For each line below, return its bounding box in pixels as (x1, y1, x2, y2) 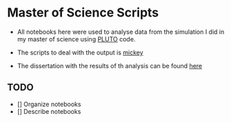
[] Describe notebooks (17, 107, 81, 115)
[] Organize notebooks (17, 100, 81, 108)
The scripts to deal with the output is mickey (17, 48, 143, 57)
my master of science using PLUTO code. (17, 34, 136, 43)
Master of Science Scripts (7, 5, 159, 21)
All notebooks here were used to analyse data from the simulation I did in (17, 28, 225, 36)
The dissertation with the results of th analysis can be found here (17, 61, 203, 70)
